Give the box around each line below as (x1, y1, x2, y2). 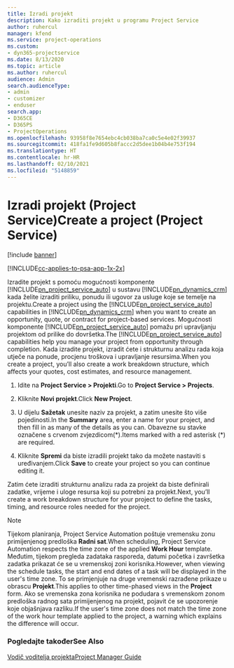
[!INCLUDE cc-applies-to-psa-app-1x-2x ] (7, 264, 125, 273)
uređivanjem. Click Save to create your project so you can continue (17, 459, 210, 467)
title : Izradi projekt (7, 10, 74, 18)
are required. (17, 438, 55, 446)
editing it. (17, 466, 45, 475)
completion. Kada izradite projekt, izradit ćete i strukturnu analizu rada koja (7, 345, 224, 353)
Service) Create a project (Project (7, 212, 203, 228)
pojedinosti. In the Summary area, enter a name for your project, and (17, 415, 215, 424)
